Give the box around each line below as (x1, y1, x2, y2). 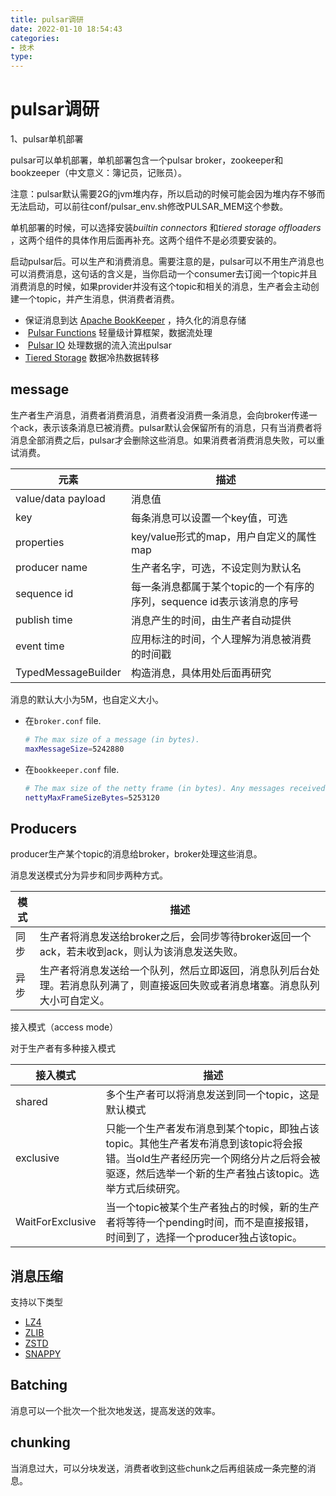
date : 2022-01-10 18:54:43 (10, 24, 123, 34)
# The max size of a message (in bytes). (24, 734, 200, 745)
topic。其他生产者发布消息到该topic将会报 (105, 1137, 303, 1151)
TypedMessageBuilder (15, 665, 122, 679)
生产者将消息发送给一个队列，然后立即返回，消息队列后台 (39, 964, 310, 978)
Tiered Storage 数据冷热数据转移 (24, 352, 160, 364)
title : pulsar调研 (10, 14, 84, 25)
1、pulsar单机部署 (10, 133, 84, 145)
